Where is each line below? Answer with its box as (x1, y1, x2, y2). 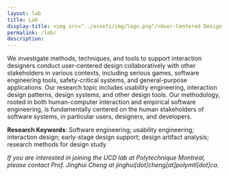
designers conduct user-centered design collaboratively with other (7, 62, 196, 70)
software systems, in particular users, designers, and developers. (7, 112, 192, 121)
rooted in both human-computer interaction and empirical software (7, 98, 196, 106)
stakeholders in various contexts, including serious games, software (7, 69, 200, 77)
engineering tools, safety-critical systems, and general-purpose (7, 76, 187, 84)
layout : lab (7, 10, 41, 17)
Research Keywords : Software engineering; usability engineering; (7, 126, 194, 134)
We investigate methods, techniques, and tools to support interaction (7, 54, 202, 62)
